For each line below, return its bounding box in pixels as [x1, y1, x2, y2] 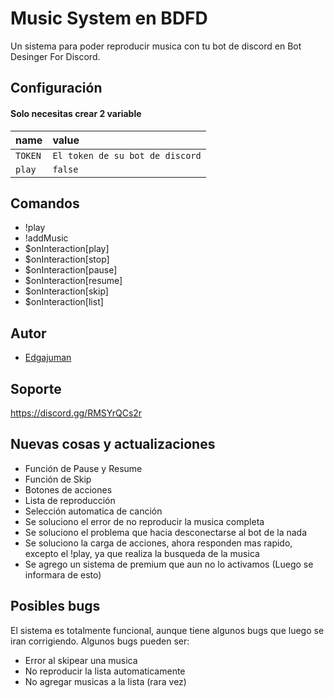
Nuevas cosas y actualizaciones [10, 436, 216, 453]
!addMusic [24, 232, 69, 244]
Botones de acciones [24, 483, 113, 496]
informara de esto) [24, 568, 102, 581]
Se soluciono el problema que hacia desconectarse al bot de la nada [24, 526, 307, 538]
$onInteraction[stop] [24, 253, 110, 266]
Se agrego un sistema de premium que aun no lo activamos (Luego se [24, 558, 314, 570]
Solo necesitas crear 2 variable [10, 107, 142, 119]
